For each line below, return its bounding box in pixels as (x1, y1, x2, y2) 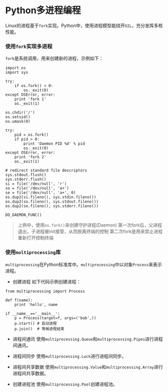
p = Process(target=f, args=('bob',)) (14, 315, 96, 321)
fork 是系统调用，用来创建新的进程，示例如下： (5, 55, 104, 62)
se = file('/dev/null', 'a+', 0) (5, 190, 76, 195)
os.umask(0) (5, 119, 30, 124)
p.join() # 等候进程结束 (14, 326, 64, 331)
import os (5, 66, 26, 71)
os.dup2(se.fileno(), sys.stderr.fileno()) (5, 204, 99, 209)
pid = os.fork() (14, 132, 49, 137)
